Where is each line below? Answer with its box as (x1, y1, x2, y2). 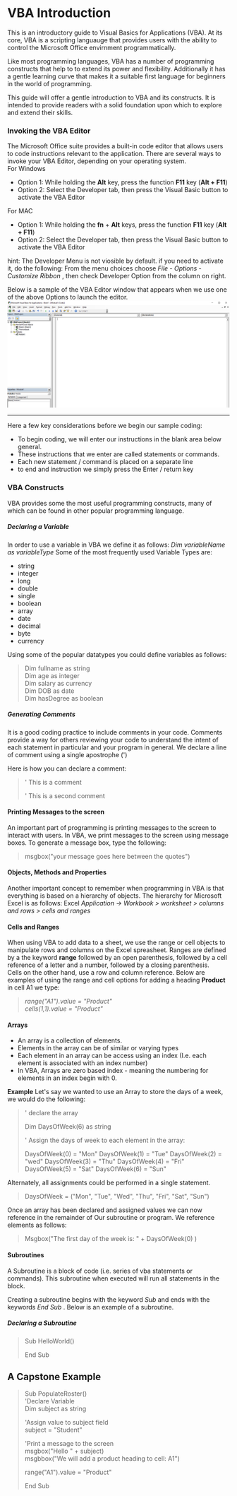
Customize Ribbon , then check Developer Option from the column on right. (7, 272, 226, 280)
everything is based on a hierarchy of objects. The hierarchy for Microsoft (7, 891, 222, 900)
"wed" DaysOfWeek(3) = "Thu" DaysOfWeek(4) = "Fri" (24, 1157, 185, 1166)
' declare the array (24, 1109, 79, 1117)
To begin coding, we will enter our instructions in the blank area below (17, 435, 222, 444)
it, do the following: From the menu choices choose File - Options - (7, 264, 202, 273)
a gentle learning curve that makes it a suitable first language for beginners (7, 72, 226, 81)
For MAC (7, 207, 33, 215)
